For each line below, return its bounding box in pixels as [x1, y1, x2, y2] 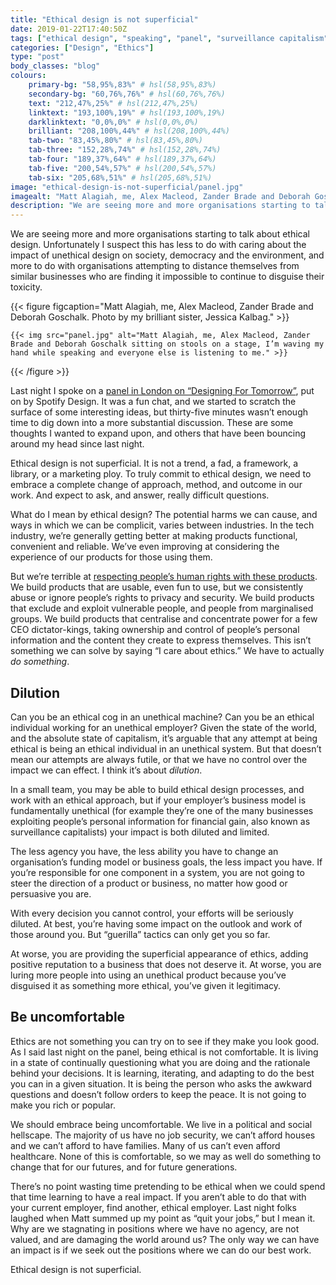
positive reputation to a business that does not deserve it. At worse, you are [10, 958, 322, 970]
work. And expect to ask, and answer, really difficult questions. [10, 489, 270, 501]
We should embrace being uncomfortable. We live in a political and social [10, 1118, 313, 1130]
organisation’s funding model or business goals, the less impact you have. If [10, 856, 323, 868]
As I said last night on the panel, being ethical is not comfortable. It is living [10, 1046, 319, 1058]
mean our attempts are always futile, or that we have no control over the [10, 753, 308, 765]
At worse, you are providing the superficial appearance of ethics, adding [10, 947, 309, 960]
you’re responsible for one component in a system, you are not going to [10, 866, 305, 878]
